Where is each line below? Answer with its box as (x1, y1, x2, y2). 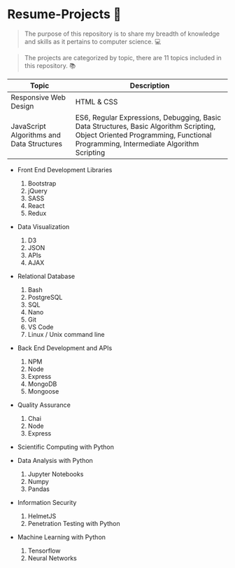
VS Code (27, 322, 54, 331)
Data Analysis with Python (17, 456, 93, 464)
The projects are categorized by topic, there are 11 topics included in (24, 53, 222, 62)
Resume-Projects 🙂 (7, 6, 122, 22)
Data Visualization (17, 222, 70, 230)
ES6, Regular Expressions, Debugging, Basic (75, 112, 222, 122)
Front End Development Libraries (17, 165, 113, 174)
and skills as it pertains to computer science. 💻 (24, 37, 162, 46)
